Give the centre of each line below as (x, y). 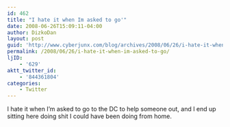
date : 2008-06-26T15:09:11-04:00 (55, 26)
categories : (24, 83)
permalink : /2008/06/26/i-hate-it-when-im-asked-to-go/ (88, 52)
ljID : (15, 58)
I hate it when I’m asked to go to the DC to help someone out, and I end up (112, 109)
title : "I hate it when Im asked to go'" (67, 20)
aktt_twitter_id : (32, 70)
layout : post (26, 39)
